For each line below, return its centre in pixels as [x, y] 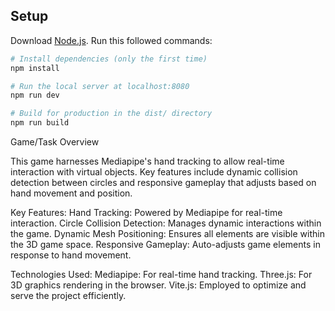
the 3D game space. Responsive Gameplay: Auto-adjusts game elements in [165, 245]
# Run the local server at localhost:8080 [100, 86]
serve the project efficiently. [68, 296]
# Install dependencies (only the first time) [109, 59]
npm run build [40, 123]
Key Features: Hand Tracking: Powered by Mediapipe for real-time [146, 213]
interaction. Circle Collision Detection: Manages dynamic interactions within [166, 223]
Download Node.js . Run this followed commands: [111, 40]
